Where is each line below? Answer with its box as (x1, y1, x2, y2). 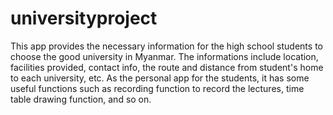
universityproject (10, 7, 158, 30)
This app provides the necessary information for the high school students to (10, 40, 323, 52)
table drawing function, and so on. (10, 93, 152, 105)
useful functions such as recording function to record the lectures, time (10, 82, 305, 94)
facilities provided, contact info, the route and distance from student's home (10, 61, 324, 73)
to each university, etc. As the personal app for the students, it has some (10, 72, 310, 84)
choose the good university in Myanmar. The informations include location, (10, 50, 319, 62)
